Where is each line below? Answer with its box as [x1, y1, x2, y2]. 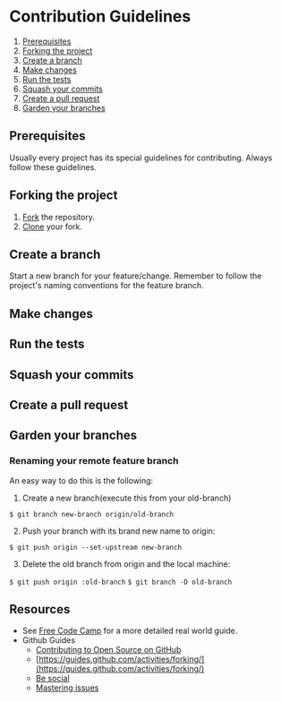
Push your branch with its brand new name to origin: [21, 526, 216, 536]
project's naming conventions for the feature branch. [9, 280, 204, 291]
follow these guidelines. [9, 161, 97, 172]
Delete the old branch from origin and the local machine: [21, 558, 231, 569]
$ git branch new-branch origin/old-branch [9, 509, 175, 518]
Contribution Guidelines [9, 6, 192, 27]
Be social [35, 673, 70, 684]
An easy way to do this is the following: [9, 475, 154, 485]
